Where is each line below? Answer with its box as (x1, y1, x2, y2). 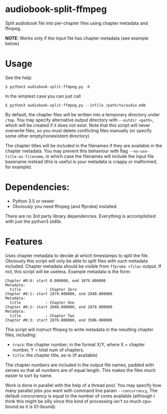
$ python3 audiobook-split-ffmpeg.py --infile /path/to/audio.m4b (5, 103, 146, 108)
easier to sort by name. (5, 372, 53, 378)
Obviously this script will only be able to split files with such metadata (5, 258, 148, 264)
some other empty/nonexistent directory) (5, 133, 90, 139)
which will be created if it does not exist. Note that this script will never (5, 122, 151, 128)
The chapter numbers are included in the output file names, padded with (5, 362, 154, 368)
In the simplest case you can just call (5, 93, 81, 99)
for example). (5, 164, 33, 170)
